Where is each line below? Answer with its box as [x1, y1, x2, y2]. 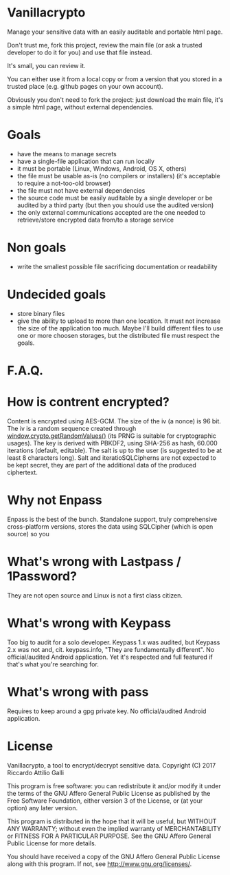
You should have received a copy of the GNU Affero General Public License [7, 852, 220, 861]
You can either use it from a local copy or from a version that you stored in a [7, 74, 222, 83]
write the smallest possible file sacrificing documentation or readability [16, 262, 218, 271]
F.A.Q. [7, 363, 43, 378]
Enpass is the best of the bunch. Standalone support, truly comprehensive [7, 515, 218, 523]
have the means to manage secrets [16, 149, 117, 158]
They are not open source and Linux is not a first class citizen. [7, 591, 183, 600]
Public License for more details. [7, 839, 97, 847]
